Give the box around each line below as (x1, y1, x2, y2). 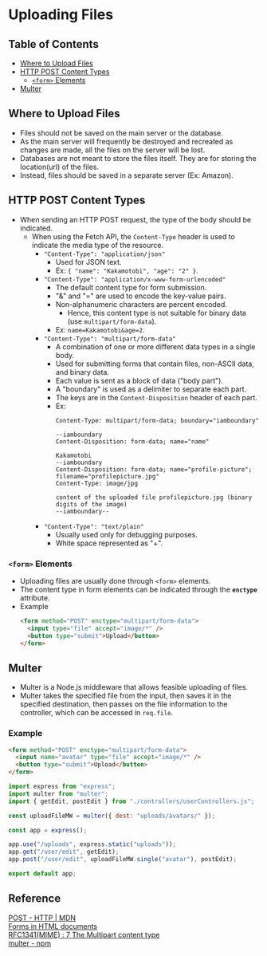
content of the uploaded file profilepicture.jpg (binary (55, 493, 253, 502)
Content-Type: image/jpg (55, 479, 138, 487)
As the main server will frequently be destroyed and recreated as (19, 136, 234, 146)
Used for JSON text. (55, 257, 122, 266)
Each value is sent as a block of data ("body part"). (55, 376, 223, 385)
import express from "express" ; (8, 783, 116, 791)
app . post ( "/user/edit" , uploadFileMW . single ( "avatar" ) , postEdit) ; (8, 856, 238, 864)
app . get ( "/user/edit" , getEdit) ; (8, 848, 120, 856)
